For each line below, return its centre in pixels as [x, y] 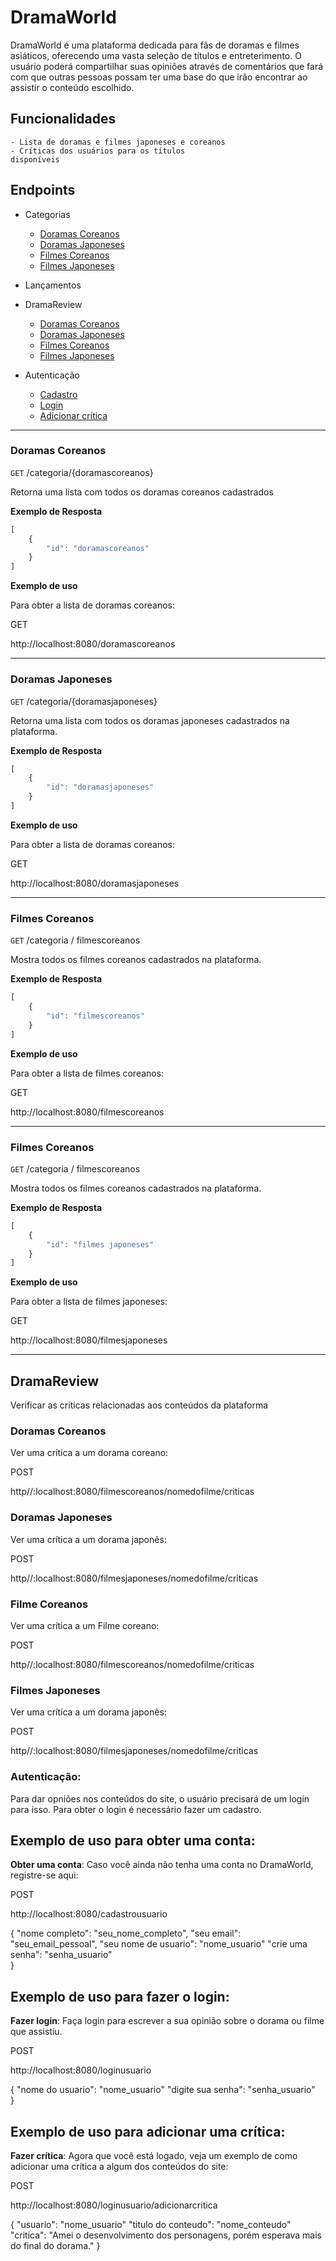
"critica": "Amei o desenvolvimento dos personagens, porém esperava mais [166, 2235]
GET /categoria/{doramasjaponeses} [84, 701]
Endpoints [43, 190]
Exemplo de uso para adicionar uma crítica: [148, 2131]
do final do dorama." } [55, 2245]
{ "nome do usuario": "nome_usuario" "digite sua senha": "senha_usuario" [163, 2090]
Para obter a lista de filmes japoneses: [89, 1302]
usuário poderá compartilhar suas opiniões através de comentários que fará [167, 66]
